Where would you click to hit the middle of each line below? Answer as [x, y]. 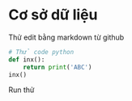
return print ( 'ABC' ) [57, 67]
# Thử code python [41, 52]
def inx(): [27, 59]
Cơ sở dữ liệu [53, 15]
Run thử [21, 90]
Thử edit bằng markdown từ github [66, 37]
